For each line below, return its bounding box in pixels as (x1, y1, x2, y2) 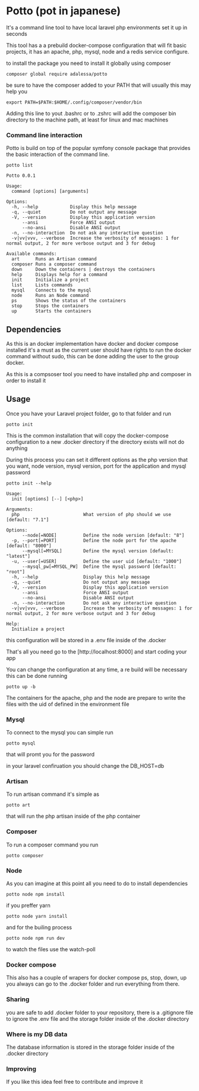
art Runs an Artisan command (11, 256, 97, 262)
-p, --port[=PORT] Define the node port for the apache (11, 537, 177, 543)
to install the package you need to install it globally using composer (6, 60, 171, 67)
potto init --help (6, 480, 52, 486)
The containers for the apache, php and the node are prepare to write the (6, 694, 186, 701)
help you (6, 87, 28, 95)
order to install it (6, 377, 46, 384)
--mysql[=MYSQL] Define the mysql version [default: (21, 548, 174, 554)
